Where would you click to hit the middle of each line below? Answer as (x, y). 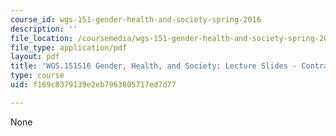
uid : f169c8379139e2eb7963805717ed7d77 (93, 85)
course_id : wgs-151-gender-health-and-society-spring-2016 (136, 19)
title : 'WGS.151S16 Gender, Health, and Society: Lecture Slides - (154, 66)
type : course (37, 76)
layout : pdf (35, 57)
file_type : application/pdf (69, 47)
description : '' (44, 29)
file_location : (42, 38)
